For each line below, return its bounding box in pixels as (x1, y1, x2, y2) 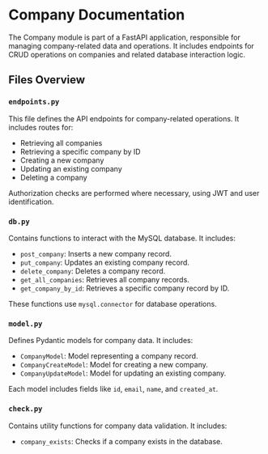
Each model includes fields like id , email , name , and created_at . (8, 384, 219, 394)
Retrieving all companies (19, 138, 103, 147)
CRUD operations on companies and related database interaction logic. (8, 49, 245, 59)
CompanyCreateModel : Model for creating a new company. (19, 360, 209, 370)
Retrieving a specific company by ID (19, 146, 141, 156)
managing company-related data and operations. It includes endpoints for (8, 40, 255, 50)
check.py (8, 405, 43, 414)
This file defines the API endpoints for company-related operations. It (8, 113, 240, 123)
